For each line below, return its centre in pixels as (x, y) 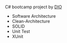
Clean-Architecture (31, 21)
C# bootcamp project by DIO (33, 7)
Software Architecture (34, 16)
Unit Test (21, 31)
